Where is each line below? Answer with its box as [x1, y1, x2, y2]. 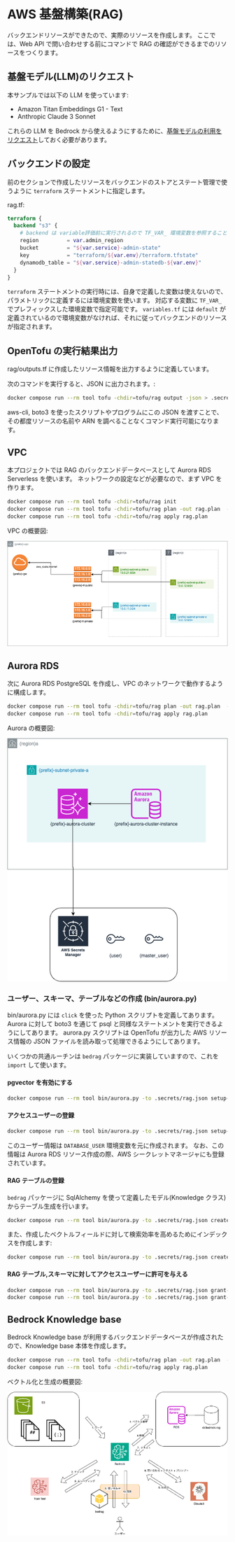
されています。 [7, 1159, 50, 1168]
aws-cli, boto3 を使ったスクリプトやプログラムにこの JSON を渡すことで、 [7, 408, 223, 416]
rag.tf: [7, 200, 25, 209]
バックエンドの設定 [7, 158, 90, 170]
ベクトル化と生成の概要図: [7, 1377, 83, 1386]
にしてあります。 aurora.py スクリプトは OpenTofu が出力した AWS [13, 1028, 208, 1037]
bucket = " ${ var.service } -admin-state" [20, 244, 161, 252]
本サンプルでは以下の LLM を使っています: [7, 90, 129, 99]
